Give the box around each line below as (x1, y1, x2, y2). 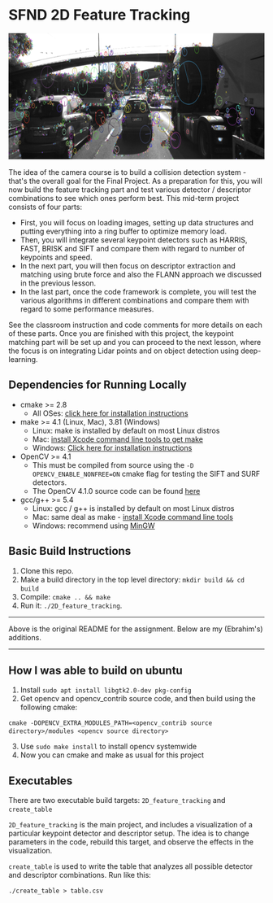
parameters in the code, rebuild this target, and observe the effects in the (8, 837, 254, 847)
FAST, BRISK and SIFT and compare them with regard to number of (19, 243, 245, 253)
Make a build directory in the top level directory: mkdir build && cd (19, 574, 245, 584)
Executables (8, 774, 73, 787)
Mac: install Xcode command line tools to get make (32, 434, 203, 444)
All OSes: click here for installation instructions (32, 408, 188, 418)
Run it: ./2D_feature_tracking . (19, 600, 123, 610)
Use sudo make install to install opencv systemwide (19, 742, 197, 752)
